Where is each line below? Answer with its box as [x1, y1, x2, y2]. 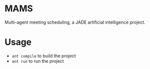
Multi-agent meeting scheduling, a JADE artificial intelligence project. [4, 19, 146, 25]
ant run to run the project [11, 58, 64, 64]
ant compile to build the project [11, 53, 76, 59]
